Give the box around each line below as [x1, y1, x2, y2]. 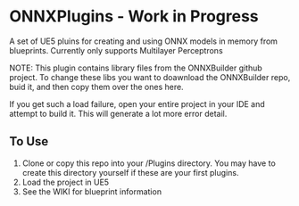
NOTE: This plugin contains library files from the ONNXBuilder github [9, 62, 263, 73]
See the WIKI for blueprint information [21, 185, 162, 197]
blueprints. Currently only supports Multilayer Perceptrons [9, 45, 223, 55]
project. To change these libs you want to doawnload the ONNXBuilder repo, [9, 71, 291, 82]
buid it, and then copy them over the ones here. [9, 81, 185, 92]
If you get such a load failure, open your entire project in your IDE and [9, 98, 265, 109]
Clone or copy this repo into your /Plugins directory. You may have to [21, 158, 277, 169]
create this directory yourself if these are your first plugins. [21, 167, 239, 177]
